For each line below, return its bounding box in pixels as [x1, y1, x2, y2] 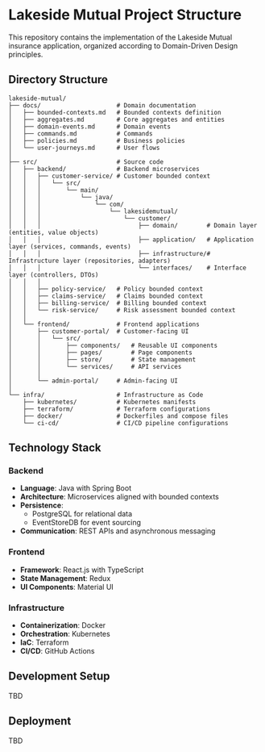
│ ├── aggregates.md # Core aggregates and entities [8, 115, 226, 123]
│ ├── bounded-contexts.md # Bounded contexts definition [8, 108, 222, 116]
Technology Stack [8, 441, 101, 455]
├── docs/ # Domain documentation [8, 101, 197, 110]
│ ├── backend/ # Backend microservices [8, 165, 200, 173]
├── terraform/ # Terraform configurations [23, 405, 211, 413]
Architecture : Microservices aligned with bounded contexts [19, 492, 219, 502]
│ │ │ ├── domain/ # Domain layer [8, 221, 258, 229]
